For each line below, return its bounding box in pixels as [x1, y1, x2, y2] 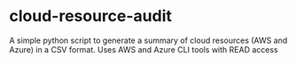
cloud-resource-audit [9, 6, 173, 26]
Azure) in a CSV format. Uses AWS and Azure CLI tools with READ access [9, 44, 278, 54]
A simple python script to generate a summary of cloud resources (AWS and [9, 35, 288, 45]
